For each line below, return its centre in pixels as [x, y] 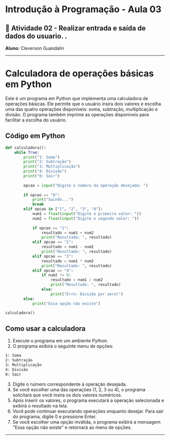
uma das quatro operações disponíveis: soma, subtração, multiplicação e [81, 109]
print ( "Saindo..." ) [53, 200]
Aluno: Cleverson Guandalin [35, 48]
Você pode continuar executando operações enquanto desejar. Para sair [88, 411]
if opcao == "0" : [41, 195]
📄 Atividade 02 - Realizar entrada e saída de [75, 28]
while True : [27, 152]
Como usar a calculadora [46, 328]
